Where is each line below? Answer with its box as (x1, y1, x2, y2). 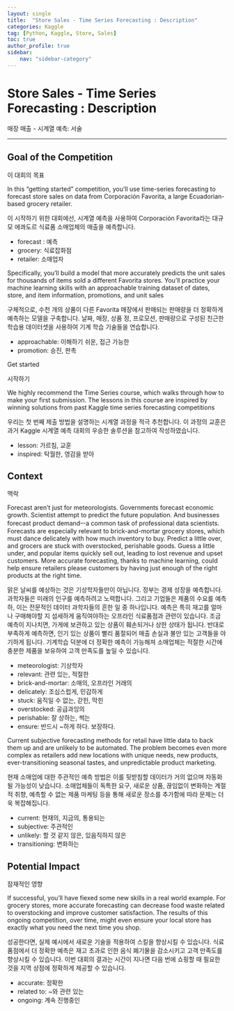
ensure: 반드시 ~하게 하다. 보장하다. (17, 722, 116, 731)
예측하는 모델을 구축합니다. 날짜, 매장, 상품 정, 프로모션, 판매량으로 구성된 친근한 (7, 314, 224, 322)
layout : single (7, 10, 52, 17)
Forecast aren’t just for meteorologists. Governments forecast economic (7, 503, 214, 512)
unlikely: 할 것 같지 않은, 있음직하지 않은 (17, 831, 127, 840)
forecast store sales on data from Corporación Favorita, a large (7, 192, 188, 201)
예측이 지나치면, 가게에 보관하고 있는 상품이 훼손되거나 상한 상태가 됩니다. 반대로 (7, 620, 225, 629)
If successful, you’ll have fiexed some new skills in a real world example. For (7, 894, 226, 902)
